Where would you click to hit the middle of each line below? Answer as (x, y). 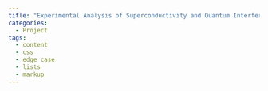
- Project (32, 30)
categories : (28, 23)
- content (32, 45)
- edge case (35, 60)
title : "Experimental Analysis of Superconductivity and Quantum (119, 15)
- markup (30, 74)
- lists (28, 67)
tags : (17, 38)
